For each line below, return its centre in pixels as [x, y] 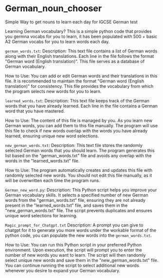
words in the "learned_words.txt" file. [42, 161]
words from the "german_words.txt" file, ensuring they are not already [75, 200]
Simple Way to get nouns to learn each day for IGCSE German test [71, 22]
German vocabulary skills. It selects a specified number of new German [77, 195]
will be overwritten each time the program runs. [53, 180]
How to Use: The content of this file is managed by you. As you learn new [79, 120]
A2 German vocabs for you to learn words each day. [57, 41]
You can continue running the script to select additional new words [72, 265]
